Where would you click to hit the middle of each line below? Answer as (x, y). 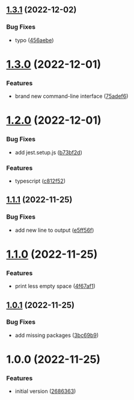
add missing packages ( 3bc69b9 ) (57, 335)
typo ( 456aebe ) (34, 40)
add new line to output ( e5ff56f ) (54, 230)
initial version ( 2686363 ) (45, 391)
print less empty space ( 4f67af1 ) (55, 286)
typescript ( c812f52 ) (40, 181)
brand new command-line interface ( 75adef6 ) (72, 96)
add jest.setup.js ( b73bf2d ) (49, 152)
